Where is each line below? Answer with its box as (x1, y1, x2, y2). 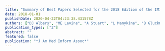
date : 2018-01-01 (5, 12, 41, 17)
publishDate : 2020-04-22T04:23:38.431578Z (5, 16, 93, 21)
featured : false (5, 34, 38, 39)
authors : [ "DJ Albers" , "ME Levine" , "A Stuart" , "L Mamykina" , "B (5, 20, 146, 26)
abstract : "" (5, 30, 32, 34)
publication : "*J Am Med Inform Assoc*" (5, 39, 89, 44)
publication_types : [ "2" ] (5, 25, 58, 30)
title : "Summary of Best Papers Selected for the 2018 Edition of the (5, 7, 153, 12)
